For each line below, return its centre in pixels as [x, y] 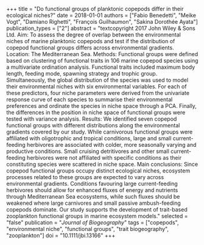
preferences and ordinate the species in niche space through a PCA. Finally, [101, 106]
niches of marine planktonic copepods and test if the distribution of [91, 41]
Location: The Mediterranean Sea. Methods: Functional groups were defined [102, 54]
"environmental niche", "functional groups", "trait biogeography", [88, 229]
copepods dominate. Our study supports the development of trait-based [97, 209]
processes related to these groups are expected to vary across [85, 177]
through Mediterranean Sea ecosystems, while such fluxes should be [93, 197]
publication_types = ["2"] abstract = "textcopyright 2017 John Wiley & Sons [101, 28]
